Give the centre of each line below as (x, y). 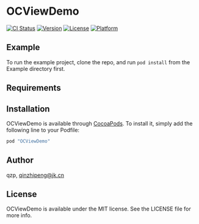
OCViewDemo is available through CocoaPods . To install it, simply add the (99, 123)
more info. (19, 215)
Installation (28, 109)
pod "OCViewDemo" (28, 141)
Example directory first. (36, 69)
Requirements (34, 88)
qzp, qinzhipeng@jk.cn (35, 175)
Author (20, 160)
